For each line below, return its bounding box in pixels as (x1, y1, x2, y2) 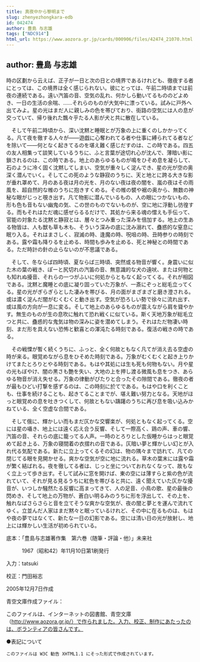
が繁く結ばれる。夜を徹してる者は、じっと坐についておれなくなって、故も (6, 462, 188, 469)
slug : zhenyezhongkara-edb (6, 14, 73, 20)
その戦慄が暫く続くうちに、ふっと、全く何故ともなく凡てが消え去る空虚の (11, 345, 193, 352)
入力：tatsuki (6, 560, 39, 567)
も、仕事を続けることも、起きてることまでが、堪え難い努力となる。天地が (6, 390, 189, 397)
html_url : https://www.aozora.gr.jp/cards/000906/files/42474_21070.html (6, 36, 193, 42)
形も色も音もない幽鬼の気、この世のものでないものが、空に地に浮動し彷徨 (6, 201, 189, 208)
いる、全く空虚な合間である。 (16, 405, 90, 412)
